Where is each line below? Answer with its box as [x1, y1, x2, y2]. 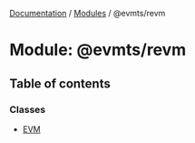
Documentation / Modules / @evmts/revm [9, 8, 166, 18]
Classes [9, 103, 46, 116]
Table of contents [9, 76, 111, 91]
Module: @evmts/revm [9, 40, 187, 60]
